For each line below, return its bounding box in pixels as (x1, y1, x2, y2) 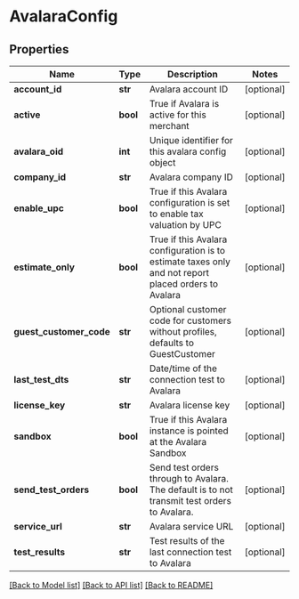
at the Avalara (149, 436, 207, 448)
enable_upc (13, 202, 64, 215)
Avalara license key (149, 399, 230, 411)
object (149, 157, 176, 168)
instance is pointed (149, 425, 229, 437)
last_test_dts (13, 374, 69, 385)
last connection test (149, 546, 232, 558)
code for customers (149, 314, 231, 327)
